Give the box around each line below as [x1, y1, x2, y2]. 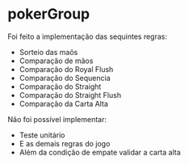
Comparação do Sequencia [19, 73, 111, 82]
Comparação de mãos [19, 56, 94, 66]
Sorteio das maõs [19, 47, 78, 57]
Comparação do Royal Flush [19, 64, 114, 74]
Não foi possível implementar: [7, 114, 107, 124]
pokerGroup [7, 5, 90, 23]
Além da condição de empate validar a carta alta [19, 147, 181, 157]
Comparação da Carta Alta [19, 99, 108, 108]
